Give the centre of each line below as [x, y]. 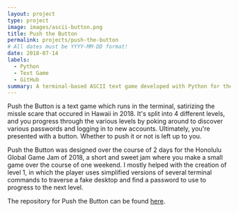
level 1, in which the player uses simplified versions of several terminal [110, 172]
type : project [28, 20]
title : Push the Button [42, 34]
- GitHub [27, 79]
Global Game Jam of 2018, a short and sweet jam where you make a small [115, 158]
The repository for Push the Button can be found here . [86, 201]
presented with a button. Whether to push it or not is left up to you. [104, 136]
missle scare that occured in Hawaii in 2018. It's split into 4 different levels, [116, 114]
